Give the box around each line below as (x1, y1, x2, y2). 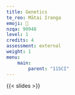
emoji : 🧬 (6, 20, 29, 26)
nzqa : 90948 (6, 26, 37, 32)
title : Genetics (6, 9, 48, 15)
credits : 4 (6, 37, 34, 43)
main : (17, 60, 32, 66)
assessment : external (6, 43, 62, 49)
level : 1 (6, 32, 29, 38)
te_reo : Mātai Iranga (6, 15, 62, 21)
